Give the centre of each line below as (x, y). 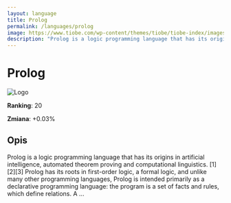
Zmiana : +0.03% (31, 119)
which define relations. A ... (46, 193)
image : (16, 33)
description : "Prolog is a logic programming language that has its (107, 39)
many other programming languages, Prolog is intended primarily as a (106, 179)
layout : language (32, 13)
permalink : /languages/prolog (51, 26)
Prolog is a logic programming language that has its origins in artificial (106, 157)
